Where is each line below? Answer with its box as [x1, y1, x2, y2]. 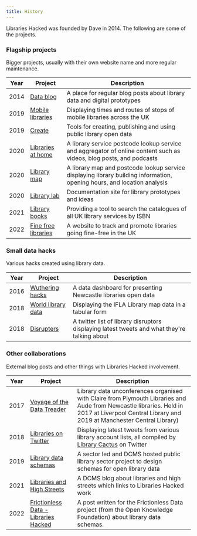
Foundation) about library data [77, 513, 161, 521]
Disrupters [30, 325, 59, 333]
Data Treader [30, 405, 66, 413]
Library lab [30, 191, 60, 199]
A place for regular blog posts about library [66, 89, 185, 97]
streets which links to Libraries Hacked [77, 481, 184, 490]
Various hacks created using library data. [6, 260, 106, 267]
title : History [6, 8, 43, 15]
